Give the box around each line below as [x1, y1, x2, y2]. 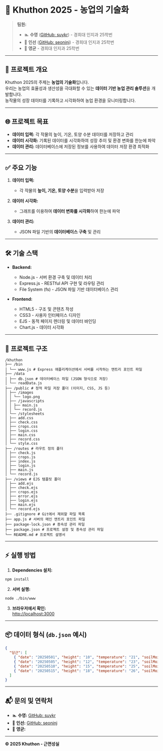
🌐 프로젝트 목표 [5, 117, 49, 126]
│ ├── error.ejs [5, 494, 38, 499]
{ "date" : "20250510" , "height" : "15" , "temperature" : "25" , [14, 664, 140, 669]
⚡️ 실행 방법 [5, 551, 36, 559]
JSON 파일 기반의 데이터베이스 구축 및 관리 [19, 229, 101, 235]
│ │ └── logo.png [5, 394, 40, 399]
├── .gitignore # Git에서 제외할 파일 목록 [5, 512, 85, 517]
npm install [5, 577, 29, 582]
